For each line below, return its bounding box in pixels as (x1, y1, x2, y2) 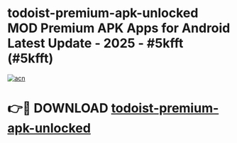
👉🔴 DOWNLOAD (7, 100, 109, 117)
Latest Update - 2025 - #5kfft (7, 36, 184, 51)
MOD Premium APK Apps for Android (7, 20, 231, 36)
